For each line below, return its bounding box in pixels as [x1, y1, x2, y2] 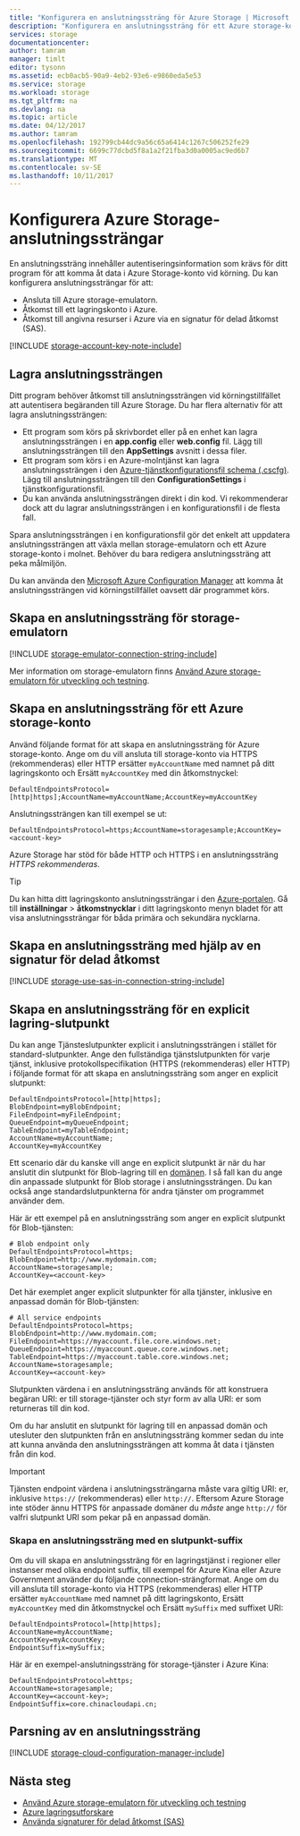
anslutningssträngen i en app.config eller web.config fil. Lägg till [21, 436, 263, 446]
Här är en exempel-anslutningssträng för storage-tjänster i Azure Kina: [9, 1659, 270, 1670]
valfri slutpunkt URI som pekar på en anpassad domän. [9, 1512, 212, 1523]
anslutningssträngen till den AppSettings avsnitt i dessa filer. [21, 446, 247, 456]
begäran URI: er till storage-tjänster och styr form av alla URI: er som [9, 1393, 262, 1405]
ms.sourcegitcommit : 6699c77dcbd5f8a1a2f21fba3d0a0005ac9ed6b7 [9, 146, 250, 155]
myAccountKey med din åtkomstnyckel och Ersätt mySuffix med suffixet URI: [9, 1602, 284, 1613]
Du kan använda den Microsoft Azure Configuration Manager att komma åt [9, 575, 284, 586]
